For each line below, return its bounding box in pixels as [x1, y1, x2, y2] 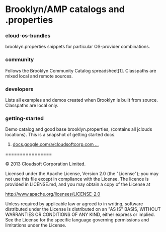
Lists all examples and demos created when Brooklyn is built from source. [5, 97, 158, 103]
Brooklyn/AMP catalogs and [5, 4, 125, 15]
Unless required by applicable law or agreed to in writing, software [5, 201, 143, 207]
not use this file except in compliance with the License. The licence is [5, 176, 149, 182]
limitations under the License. [5, 222, 66, 228]
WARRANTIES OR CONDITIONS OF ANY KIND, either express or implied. [5, 211, 155, 217]
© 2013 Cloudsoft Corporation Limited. [5, 161, 86, 167]
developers [5, 86, 34, 93]
